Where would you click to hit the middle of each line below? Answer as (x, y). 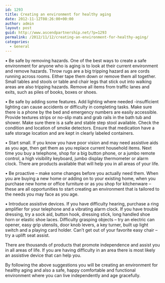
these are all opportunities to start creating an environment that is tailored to (82, 189)
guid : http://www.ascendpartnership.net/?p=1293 (56, 33)
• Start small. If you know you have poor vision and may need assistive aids (82, 142)
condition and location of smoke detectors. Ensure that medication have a (80, 128)
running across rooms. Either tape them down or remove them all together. (81, 76)
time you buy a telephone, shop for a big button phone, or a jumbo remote (80, 153)
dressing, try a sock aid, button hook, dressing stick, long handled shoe (78, 214)
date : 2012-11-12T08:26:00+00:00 (39, 19)
